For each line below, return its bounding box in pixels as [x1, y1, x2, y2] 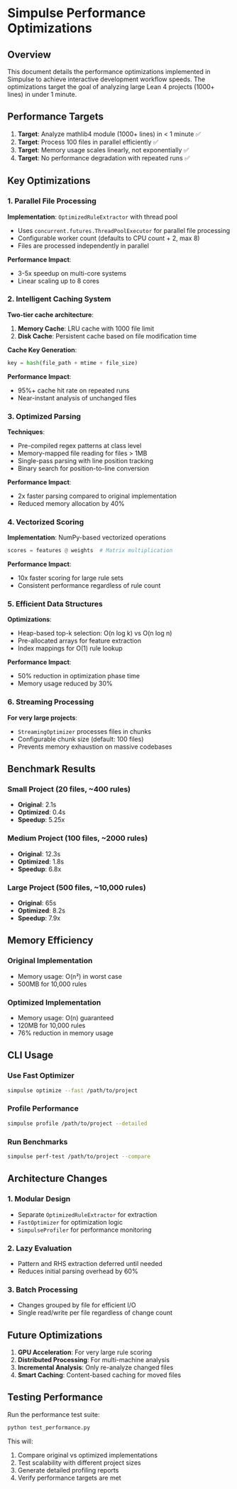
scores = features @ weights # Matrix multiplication [7, 547, 173, 554]
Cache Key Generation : [7, 346, 77, 354]
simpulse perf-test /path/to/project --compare [7, 1153, 151, 1161]
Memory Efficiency [7, 935, 94, 947]
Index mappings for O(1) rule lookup [17, 644, 123, 653]
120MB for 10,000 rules [17, 1021, 86, 1029]
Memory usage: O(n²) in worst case [17, 972, 123, 980]
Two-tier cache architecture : [7, 310, 94, 318]
